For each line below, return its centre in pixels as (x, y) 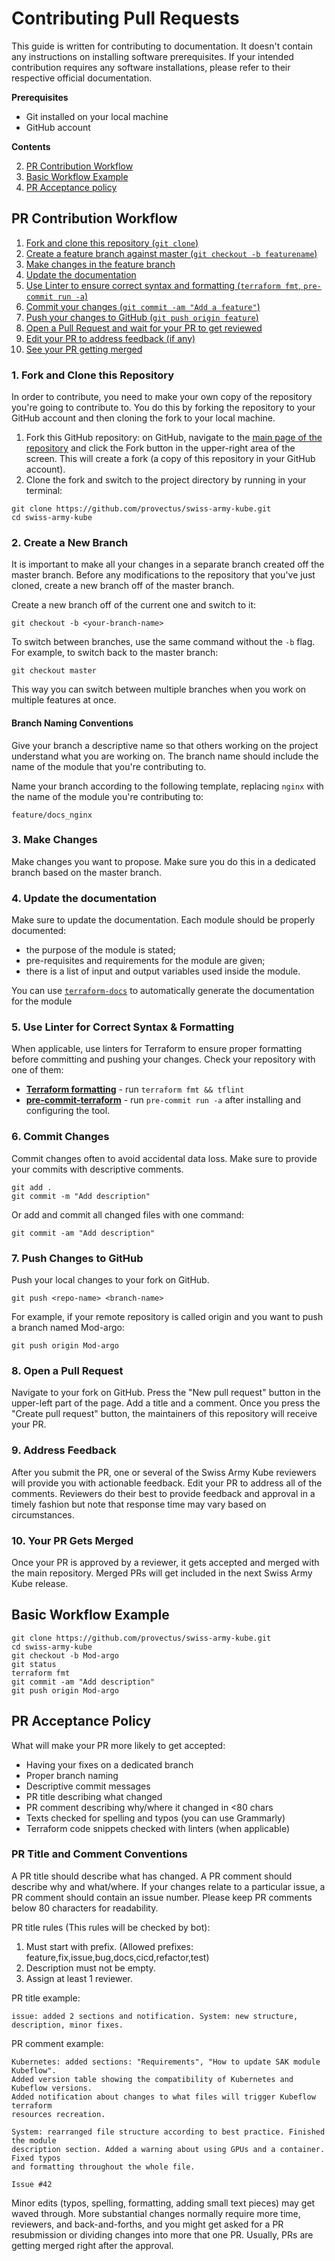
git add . (32, 1187)
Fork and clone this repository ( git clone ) (112, 243)
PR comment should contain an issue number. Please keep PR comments (162, 1897)
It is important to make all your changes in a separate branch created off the (168, 564)
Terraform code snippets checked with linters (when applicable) (158, 1828)
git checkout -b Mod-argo (65, 1655)
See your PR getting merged (84, 349)
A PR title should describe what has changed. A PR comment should (152, 1876)
